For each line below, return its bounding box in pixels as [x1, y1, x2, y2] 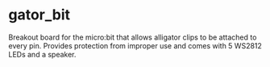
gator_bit [8, 6, 71, 24]
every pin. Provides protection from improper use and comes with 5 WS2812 [8, 40, 262, 50]
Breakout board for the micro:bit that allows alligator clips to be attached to [8, 32, 257, 42]
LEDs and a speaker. [8, 49, 77, 59]
